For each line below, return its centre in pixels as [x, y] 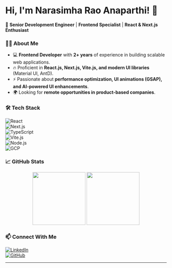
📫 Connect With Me [31, 237]
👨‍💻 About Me [22, 43]
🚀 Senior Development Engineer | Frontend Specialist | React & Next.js [82, 25]
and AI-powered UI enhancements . [51, 87]
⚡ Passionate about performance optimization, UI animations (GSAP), [87, 79]
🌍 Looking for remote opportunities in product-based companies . [84, 92]
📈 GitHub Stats [25, 162]
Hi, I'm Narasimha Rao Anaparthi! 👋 [82, 11]
